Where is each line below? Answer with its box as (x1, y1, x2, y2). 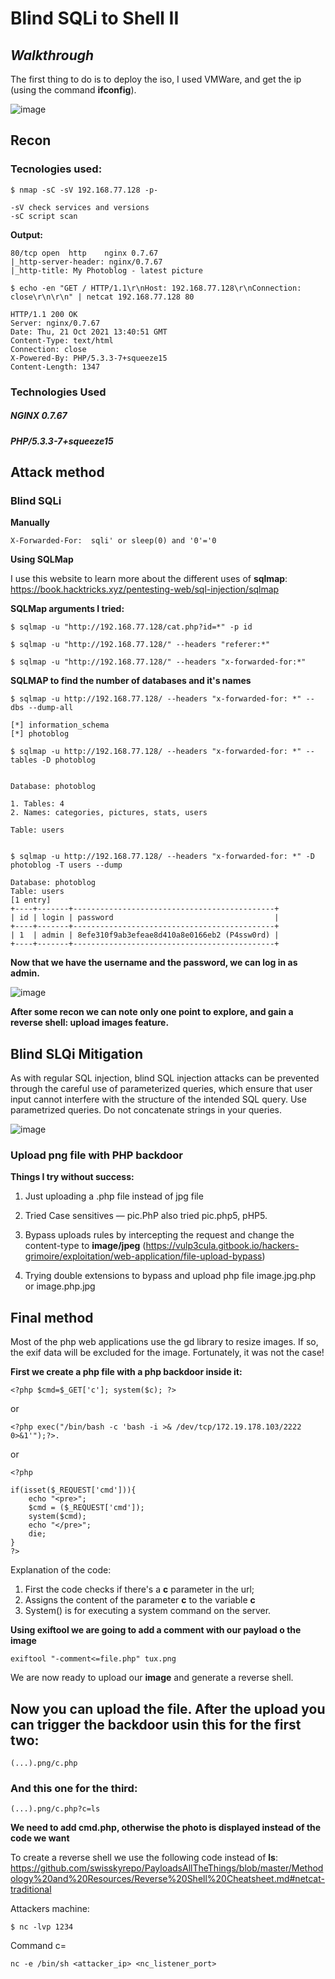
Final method (10, 1309, 94, 1326)
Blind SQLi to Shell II (10, 7, 180, 30)
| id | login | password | (10, 913, 280, 923)
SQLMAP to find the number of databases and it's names (10, 675, 252, 687)
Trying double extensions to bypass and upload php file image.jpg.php (24, 1270, 317, 1282)
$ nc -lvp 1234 (10, 1922, 74, 1932)
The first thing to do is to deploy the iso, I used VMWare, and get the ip (10, 73, 302, 85)
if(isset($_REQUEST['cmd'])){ (10, 1485, 137, 1496)
